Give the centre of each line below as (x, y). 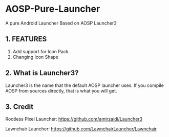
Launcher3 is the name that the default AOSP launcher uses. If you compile (84, 85)
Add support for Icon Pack (40, 51)
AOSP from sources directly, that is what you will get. (61, 90)
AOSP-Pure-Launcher (53, 9)
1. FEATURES (26, 39)
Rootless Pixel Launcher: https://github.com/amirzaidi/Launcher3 (74, 119)
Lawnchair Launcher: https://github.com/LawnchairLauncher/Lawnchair (81, 129)
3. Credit (19, 107)
